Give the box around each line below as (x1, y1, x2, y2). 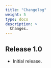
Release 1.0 (5, 45, 42, 53)
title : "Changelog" (5, 7, 47, 13)
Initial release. (12, 58, 42, 64)
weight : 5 (5, 12, 27, 17)
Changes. (10, 26, 29, 31)
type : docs (5, 17, 29, 22)
